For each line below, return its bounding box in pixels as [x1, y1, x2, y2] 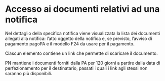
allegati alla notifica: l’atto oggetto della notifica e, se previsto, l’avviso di [5, 36, 152, 41]
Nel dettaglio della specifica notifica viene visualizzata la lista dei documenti [5, 30, 160, 36]
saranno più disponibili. [5, 70, 53, 76]
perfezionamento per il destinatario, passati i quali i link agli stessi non [5, 65, 148, 71]
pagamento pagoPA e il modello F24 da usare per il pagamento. [5, 40, 135, 46]
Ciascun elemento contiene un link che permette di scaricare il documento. [5, 50, 158, 56]
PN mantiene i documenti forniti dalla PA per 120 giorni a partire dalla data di [5, 60, 161, 66]
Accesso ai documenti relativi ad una [5, 3, 160, 15]
